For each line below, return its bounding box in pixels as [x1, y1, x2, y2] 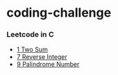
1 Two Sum [16, 45, 48, 53]
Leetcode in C [6, 30, 54, 40]
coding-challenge [6, 5, 112, 21]
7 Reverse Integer [16, 53, 67, 61]
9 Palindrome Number [16, 60, 80, 69]
